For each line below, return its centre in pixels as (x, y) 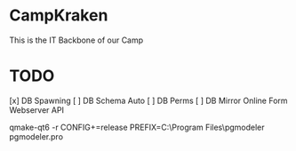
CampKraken (59, 16)
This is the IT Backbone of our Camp (76, 40)
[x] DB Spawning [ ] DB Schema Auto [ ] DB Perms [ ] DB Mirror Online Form (148, 100)
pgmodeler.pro (36, 136)
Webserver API (37, 110)
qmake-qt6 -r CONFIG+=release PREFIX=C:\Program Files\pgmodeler (137, 127)
